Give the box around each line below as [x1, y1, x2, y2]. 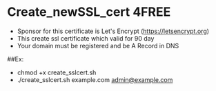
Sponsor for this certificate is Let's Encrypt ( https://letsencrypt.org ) [17, 27, 209, 35]
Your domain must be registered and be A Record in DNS [17, 41, 179, 50]
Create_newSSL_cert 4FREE [7, 4, 171, 20]
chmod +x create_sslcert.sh [17, 68, 97, 77]
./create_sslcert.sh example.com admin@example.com [17, 75, 173, 83]
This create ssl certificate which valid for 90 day [17, 34, 155, 42]
